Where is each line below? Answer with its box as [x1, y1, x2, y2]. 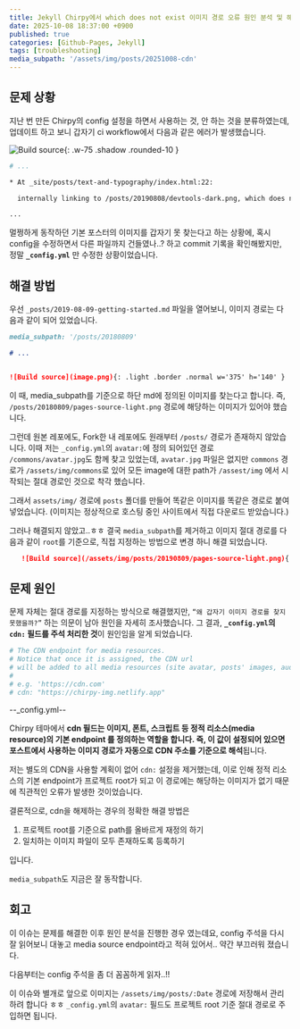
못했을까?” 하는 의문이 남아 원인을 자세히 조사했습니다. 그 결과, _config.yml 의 [9, 617, 276, 628]
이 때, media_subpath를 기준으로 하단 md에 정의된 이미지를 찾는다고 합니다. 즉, [9, 389, 286, 400]
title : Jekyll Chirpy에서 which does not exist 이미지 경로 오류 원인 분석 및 [9, 13, 283, 22]
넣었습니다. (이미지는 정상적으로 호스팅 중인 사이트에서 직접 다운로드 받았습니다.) [9, 506, 289, 516]
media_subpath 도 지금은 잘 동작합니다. [9, 873, 143, 884]
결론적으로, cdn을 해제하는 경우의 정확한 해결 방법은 [9, 805, 190, 816]
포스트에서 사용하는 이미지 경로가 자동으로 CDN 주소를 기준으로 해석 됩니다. [9, 745, 267, 756]
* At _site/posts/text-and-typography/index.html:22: [9, 178, 214, 187]
